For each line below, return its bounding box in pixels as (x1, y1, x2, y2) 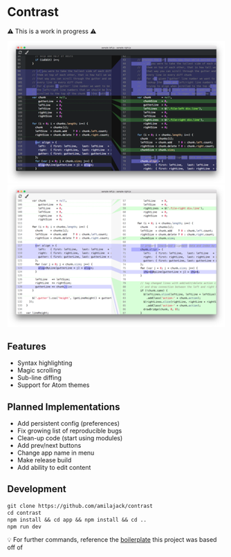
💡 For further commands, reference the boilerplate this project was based (7, 535, 217, 543)
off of (7, 543, 23, 551)
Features (7, 340, 46, 352)
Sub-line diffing (17, 374, 62, 382)
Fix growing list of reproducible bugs (17, 426, 122, 435)
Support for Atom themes (17, 381, 90, 389)
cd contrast (7, 509, 41, 516)
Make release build (17, 456, 72, 464)
